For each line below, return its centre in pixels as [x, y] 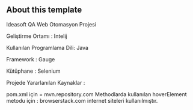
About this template [44, 10]
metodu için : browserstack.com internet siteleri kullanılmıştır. [82, 100]
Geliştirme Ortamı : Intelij [37, 36]
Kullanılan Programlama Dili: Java [47, 47]
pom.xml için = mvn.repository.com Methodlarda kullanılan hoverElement [96, 94]
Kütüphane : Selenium [34, 71]
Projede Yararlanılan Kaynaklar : [46, 82]
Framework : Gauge [31, 59]
